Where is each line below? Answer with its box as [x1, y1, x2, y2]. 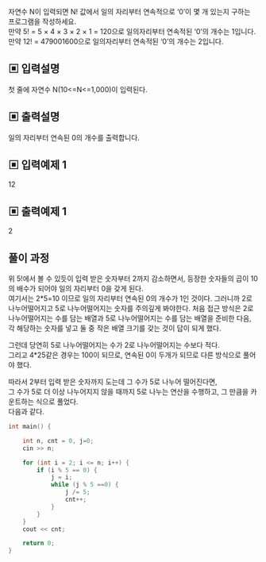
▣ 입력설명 [8, 62, 60, 75]
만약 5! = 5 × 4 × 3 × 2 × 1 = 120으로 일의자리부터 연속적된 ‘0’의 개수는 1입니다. [8, 27, 256, 36]
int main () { [8, 423, 52, 431]
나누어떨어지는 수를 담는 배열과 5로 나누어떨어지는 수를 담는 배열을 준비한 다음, [8, 314, 252, 323]
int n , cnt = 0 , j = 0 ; [22, 437, 94, 445]
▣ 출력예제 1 [8, 205, 67, 218]
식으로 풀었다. [35, 397, 79, 406]
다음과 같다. [8, 407, 45, 417]
